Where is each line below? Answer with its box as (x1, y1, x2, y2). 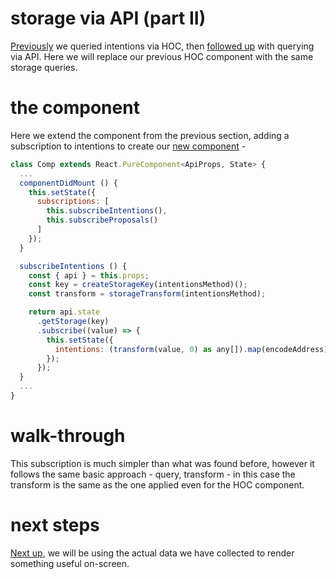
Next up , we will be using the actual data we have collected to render (10, 547, 295, 559)
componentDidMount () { (19, 178, 118, 188)
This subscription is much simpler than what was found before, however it (10, 457, 315, 469)
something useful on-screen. (10, 557, 130, 569)
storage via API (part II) (10, 7, 207, 30)
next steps (10, 514, 100, 536)
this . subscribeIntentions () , (46, 206, 168, 216)
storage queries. (10, 61, 78, 73)
